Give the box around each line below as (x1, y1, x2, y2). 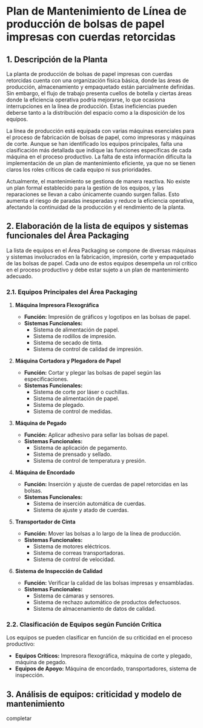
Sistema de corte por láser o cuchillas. (33, 389, 129, 396)
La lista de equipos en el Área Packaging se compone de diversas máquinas (6, 247, 197, 254)
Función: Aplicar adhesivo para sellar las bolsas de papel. (24, 431, 169, 438)
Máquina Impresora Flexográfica (15, 302, 99, 309)
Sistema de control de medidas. (33, 408, 113, 415)
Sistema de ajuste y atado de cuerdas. (33, 506, 129, 514)
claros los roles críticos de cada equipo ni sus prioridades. (6, 166, 153, 173)
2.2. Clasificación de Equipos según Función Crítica (6, 621, 162, 629)
